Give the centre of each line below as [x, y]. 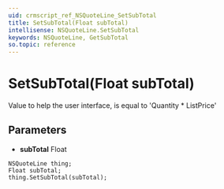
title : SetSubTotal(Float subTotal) [68, 23]
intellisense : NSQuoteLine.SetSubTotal [74, 30]
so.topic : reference [42, 45]
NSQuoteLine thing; [40, 163]
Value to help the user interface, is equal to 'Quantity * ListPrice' [112, 106]
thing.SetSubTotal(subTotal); [58, 177]
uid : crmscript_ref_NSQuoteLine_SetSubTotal [82, 15]
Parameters [37, 130]
